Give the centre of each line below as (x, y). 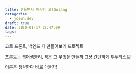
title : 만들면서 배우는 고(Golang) (37, 9)
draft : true (17, 23)
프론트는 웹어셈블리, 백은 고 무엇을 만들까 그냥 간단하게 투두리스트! (68, 57)
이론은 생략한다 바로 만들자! (31, 67)
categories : (17, 14)
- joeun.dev (22, 18)
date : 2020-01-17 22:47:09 (33, 28)
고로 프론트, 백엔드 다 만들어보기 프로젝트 (44, 46)
